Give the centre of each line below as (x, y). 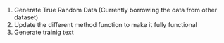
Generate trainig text (44, 32)
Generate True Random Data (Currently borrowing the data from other (116, 10)
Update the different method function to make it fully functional (105, 25)
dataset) (26, 17)
